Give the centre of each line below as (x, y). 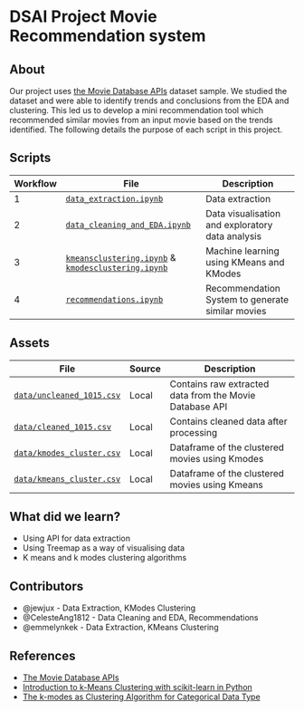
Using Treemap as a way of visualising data (104, 548)
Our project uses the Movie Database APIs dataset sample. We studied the (148, 91)
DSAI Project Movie (83, 17)
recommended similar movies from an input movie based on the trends (141, 120)
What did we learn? (65, 517)
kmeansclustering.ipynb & (121, 257)
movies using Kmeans (217, 485)
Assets (29, 343)
